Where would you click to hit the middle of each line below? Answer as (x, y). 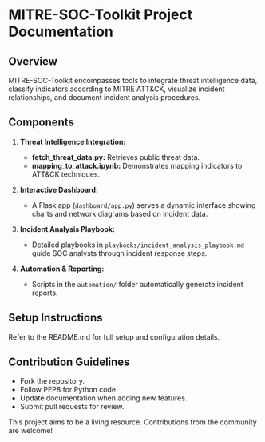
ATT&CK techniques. (66, 174)
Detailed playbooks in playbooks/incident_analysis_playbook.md (138, 245)
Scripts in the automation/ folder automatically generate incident (137, 284)
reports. (45, 293)
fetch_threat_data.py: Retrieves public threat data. (116, 157)
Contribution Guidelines (69, 362)
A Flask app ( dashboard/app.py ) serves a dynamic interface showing (144, 205)
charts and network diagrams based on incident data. (120, 213)
